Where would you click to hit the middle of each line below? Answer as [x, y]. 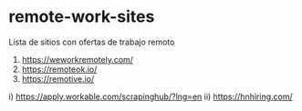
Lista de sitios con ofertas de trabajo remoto [92, 42]
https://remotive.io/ [58, 78]
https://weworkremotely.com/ [78, 59]
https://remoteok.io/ [59, 69]
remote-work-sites [82, 17]
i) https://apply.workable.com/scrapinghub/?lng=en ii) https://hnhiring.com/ [151, 96]
